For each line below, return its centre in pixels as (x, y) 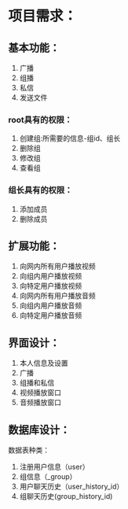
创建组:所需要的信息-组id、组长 (70, 138)
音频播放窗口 (40, 403)
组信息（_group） (48, 477)
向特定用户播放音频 (51, 315)
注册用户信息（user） (54, 467)
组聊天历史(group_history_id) (66, 496)
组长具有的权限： (40, 190)
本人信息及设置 (44, 363)
